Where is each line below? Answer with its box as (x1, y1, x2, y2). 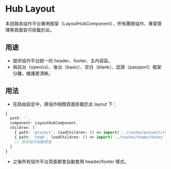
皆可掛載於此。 (22, 26, 54, 33)
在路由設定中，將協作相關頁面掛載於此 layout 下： (12, 101, 118, 107)
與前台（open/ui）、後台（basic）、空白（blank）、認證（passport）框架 (12, 64, 162, 70)
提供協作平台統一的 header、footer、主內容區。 (12, 57, 113, 63)
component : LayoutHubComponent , (10, 120, 79, 126)
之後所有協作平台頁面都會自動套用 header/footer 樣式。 (12, 158, 129, 165)
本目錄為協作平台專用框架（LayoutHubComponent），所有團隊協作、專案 (5, 20, 158, 26)
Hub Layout (5, 3, 55, 15)
